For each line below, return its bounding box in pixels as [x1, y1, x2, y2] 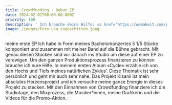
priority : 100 [5, 17, 36, 22]
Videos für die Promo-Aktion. [5, 95, 67, 101]
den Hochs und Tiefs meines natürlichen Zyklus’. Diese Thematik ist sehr [5, 68, 159, 74]
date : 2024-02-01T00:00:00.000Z [5, 12, 74, 17]
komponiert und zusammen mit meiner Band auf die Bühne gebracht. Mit [5, 46, 159, 52]
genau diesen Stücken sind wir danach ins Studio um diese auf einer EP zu [5, 52, 163, 58]
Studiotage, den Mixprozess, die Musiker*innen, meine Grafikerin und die [5, 90, 160, 96]
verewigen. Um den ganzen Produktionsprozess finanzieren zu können [5, 57, 155, 63]
